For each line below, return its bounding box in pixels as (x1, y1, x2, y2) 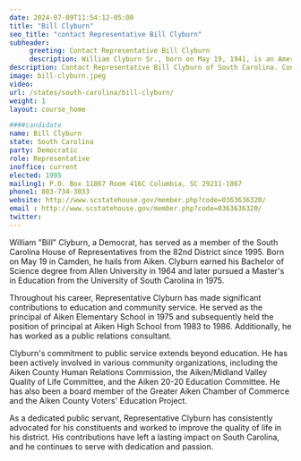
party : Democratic (9, 146, 78, 155)
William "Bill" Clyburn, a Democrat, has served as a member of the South (9, 236, 279, 247)
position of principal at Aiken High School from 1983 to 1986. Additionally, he (9, 320, 292, 331)
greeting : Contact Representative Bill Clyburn (29, 47, 211, 55)
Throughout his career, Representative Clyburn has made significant (9, 292, 262, 303)
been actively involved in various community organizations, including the (9, 357, 278, 368)
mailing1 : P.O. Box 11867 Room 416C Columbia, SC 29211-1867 (9, 179, 243, 188)
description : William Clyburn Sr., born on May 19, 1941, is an (29, 55, 275, 64)
